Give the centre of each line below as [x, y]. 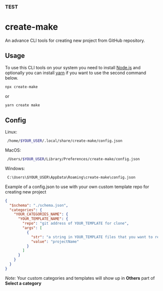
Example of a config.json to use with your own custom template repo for [77, 187]
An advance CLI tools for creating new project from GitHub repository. [75, 40]
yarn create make [23, 105]
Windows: [15, 168]
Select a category [23, 283]
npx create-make [21, 87]
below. [12, 78]
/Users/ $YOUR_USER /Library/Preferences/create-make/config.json [73, 159]
